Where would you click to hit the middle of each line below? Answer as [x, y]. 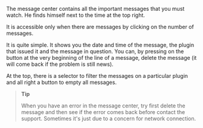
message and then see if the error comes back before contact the [103, 112]
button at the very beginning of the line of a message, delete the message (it [101, 58]
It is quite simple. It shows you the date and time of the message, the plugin [100, 45]
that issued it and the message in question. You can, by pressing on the [95, 51]
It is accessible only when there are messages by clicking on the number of [100, 27]
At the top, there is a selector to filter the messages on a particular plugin [97, 76]
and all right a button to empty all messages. [61, 82]
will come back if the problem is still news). [60, 64]
